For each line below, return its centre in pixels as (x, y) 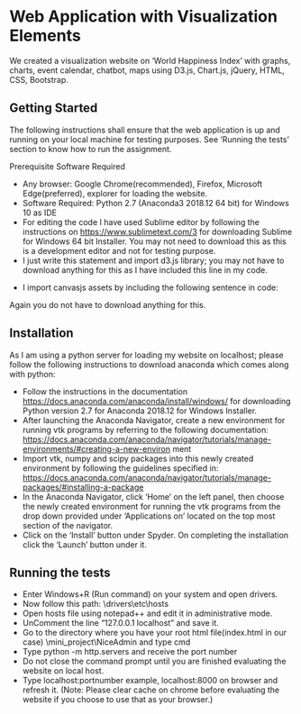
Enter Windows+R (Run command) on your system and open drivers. (150, 594)
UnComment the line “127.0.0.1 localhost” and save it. (120, 623)
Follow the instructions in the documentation (105, 391)
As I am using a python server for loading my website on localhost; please (146, 355)
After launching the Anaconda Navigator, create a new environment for (154, 420)
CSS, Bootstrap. (39, 79)
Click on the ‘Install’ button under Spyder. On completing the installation (155, 535)
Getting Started (54, 108)
